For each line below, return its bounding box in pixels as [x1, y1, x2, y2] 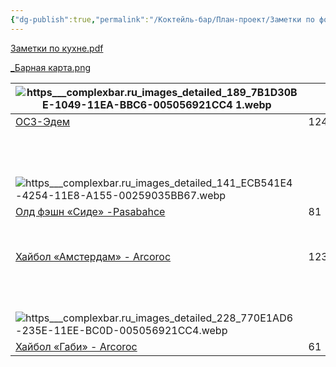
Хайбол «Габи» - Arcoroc [15, 339, 138, 353]
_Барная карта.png [10, 61, 91, 73]
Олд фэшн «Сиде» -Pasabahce [15, 204, 166, 218]
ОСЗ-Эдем [15, 114, 71, 128]
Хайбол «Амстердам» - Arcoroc [15, 249, 172, 263]
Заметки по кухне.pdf [10, 42, 104, 54]
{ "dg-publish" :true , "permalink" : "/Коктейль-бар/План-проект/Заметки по [10, 14, 315, 25]
